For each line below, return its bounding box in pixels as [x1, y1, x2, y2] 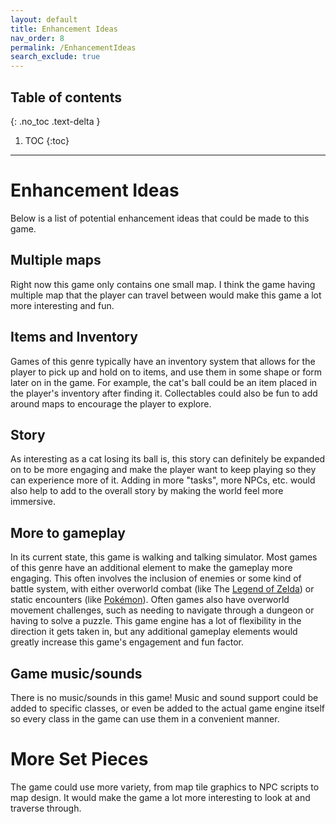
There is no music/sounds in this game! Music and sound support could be [10, 691, 319, 703]
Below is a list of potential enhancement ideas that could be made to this [10, 212, 310, 224]
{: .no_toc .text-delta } [10, 115, 101, 127]
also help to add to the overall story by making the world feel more [10, 485, 284, 497]
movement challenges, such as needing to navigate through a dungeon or [10, 604, 315, 616]
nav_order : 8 [10, 33, 65, 43]
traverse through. [10, 802, 82, 814]
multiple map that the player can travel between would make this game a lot [10, 289, 322, 301]
